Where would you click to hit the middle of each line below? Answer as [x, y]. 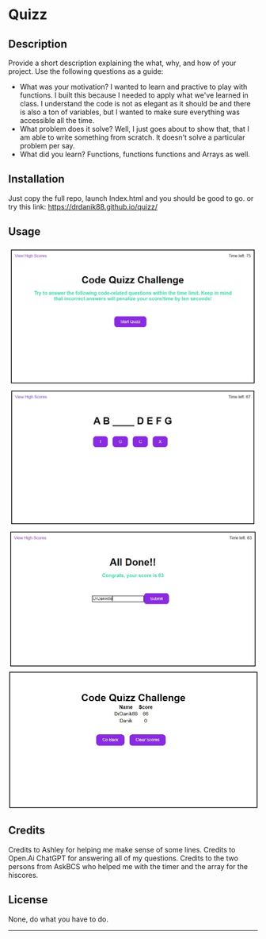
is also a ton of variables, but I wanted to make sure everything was [129, 112]
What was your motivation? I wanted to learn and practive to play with [133, 87]
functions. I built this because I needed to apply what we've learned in [134, 95]
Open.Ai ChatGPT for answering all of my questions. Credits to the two [123, 858]
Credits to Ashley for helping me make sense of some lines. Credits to [122, 849]
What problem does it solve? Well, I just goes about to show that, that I [134, 129]
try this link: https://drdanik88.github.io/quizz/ [83, 206]
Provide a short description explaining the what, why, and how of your [122, 63]
